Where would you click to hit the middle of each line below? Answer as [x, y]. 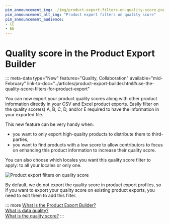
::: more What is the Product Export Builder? [51, 205]
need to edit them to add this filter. [41, 196]
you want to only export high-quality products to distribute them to [81, 134]
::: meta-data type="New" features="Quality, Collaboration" [67, 78]
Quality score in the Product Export [80, 54]
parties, [20, 139]
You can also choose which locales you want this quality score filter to [78, 160]
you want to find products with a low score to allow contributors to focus [88, 145]
